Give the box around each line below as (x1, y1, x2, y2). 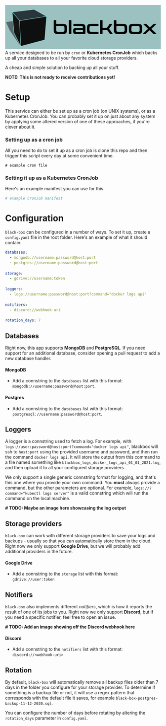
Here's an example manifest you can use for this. (5, 186, 105, 192)
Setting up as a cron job (5, 136, 63, 143)
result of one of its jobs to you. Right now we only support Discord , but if (5, 609, 154, 615)
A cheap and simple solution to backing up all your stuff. (5, 65, 120, 71)
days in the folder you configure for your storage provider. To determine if (5, 684, 156, 690)
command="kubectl (5, 491, 41, 496)
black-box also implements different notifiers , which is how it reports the (5, 604, 152, 610)
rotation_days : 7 (5, 318, 41, 323)
